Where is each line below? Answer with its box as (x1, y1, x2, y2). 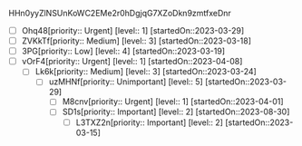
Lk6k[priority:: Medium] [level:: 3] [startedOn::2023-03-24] (34, 66, 258, 77)
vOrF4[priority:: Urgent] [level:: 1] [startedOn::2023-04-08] (21, 56, 243, 67)
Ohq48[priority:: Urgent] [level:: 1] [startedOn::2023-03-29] (21, 25, 245, 35)
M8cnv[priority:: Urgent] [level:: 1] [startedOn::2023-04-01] (62, 96, 284, 107)
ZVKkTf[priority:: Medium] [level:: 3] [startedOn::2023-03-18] (21, 35, 251, 46)
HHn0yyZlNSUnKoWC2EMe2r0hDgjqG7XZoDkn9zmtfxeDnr (8, 8, 232, 18)
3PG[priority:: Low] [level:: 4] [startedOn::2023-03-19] (21, 45, 226, 57)
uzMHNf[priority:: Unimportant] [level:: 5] (48, 76, 203, 87)
